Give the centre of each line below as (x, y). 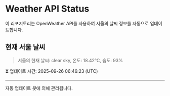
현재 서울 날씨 (25, 47)
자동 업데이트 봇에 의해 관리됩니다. (39, 88)
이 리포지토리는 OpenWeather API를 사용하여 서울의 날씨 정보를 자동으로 (77, 23)
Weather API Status (47, 9)
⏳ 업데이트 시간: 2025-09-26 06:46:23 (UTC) (52, 71)
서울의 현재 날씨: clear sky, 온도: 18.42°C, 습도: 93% (70, 60)
